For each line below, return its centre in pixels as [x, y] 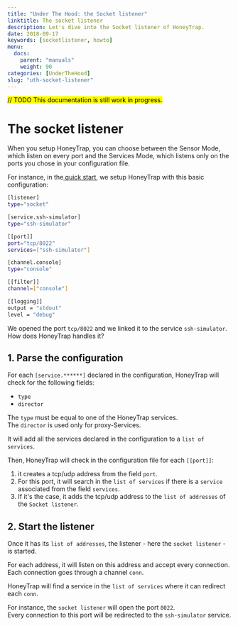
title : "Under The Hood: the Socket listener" [77, 14]
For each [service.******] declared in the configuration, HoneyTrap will [113, 375]
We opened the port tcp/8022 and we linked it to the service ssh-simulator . [117, 328]
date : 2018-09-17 [33, 34]
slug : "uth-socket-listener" [50, 80]
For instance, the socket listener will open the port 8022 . [91, 608]
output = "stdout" [34, 308]
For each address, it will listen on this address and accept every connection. [119, 565]
